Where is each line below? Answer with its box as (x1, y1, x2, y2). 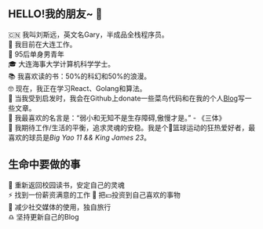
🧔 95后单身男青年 (8, 49, 65, 59)
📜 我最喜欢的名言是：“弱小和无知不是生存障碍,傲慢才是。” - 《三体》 (8, 113, 226, 122)
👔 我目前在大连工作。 (8, 39, 77, 49)
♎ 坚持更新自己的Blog (8, 212, 80, 221)
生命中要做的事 (8, 158, 81, 171)
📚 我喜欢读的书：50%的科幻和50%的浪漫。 (8, 71, 152, 81)
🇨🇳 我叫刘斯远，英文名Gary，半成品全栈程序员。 (8, 30, 169, 39)
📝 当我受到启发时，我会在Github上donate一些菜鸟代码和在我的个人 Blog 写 (8, 93, 245, 103)
